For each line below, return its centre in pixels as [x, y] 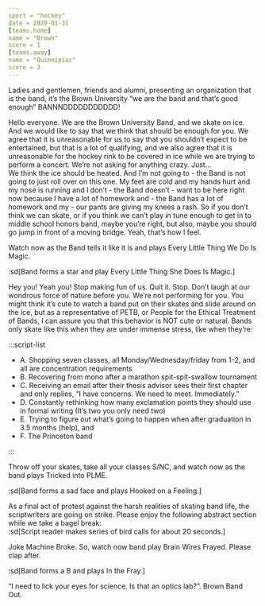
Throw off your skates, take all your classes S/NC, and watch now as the [127, 467]
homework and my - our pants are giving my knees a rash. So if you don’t [128, 207]
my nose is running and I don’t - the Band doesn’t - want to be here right [127, 190]
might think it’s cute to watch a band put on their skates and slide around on [132, 304]
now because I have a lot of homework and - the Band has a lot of [116, 198]
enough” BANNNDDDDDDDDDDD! [64, 107]
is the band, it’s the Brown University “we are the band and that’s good [123, 98]
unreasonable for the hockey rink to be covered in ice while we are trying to [132, 156]
